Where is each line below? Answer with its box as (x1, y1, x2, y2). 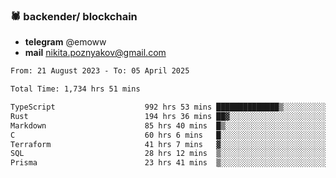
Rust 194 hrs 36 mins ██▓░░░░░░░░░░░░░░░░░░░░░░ (10, 111, 329, 121)
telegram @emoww (24, 36, 107, 48)
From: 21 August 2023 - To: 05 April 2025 (10, 66, 190, 76)
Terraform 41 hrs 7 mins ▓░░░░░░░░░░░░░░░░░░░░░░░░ (10, 139, 329, 149)
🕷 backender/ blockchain (10, 9, 138, 23)
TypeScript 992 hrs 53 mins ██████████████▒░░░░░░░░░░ (10, 102, 329, 113)
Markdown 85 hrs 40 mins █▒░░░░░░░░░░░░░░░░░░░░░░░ (10, 120, 329, 131)
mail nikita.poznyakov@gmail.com (24, 47, 167, 59)
